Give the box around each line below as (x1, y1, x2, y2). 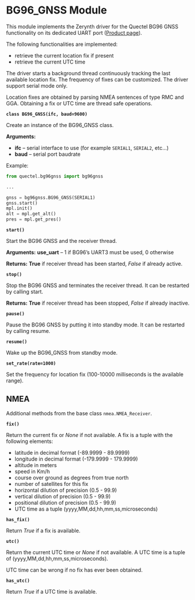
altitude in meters (14, 461, 57, 468)
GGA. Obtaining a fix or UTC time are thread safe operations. (6, 99, 152, 106)
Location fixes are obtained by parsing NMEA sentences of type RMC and (6, 94, 184, 101)
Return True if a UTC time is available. (6, 588, 98, 595)
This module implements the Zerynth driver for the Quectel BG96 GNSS (6, 23, 179, 30)
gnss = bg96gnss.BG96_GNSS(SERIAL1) (6, 195, 95, 201)
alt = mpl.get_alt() (6, 211, 57, 217)
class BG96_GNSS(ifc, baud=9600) (6, 111, 88, 117)
